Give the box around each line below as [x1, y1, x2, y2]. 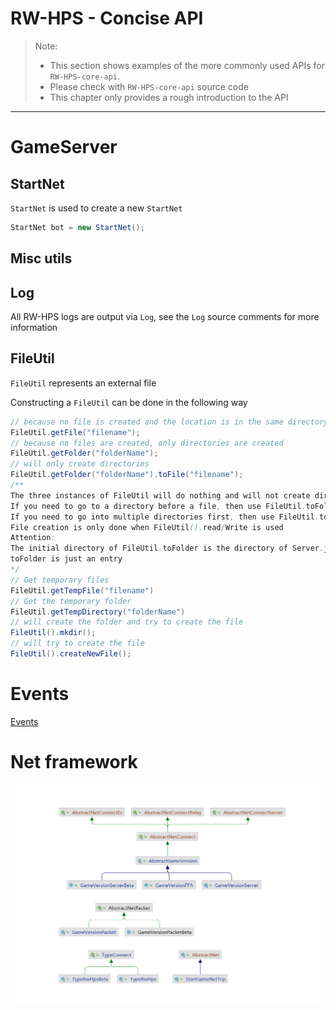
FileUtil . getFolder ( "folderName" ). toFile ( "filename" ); [10, 470, 244, 480]
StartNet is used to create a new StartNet [10, 202, 183, 214]
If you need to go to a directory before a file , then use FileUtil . [10, 501, 307, 511]
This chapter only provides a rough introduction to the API [49, 91, 289, 103]
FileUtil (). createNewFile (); [10, 649, 132, 659]
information [10, 322, 58, 334]
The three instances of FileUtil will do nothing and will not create [10, 490, 311, 501]
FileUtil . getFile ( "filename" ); [10, 427, 141, 437]
